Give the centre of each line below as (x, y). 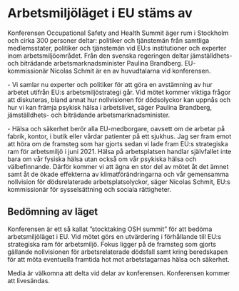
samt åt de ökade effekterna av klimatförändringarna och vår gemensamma (118, 174)
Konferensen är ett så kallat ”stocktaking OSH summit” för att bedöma (110, 229)
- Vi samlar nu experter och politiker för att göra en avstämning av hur (110, 84)
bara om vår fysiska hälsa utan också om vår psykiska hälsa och (102, 159)
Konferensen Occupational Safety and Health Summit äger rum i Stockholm (118, 33)
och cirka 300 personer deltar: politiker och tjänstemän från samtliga (108, 40)
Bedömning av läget (53, 212)
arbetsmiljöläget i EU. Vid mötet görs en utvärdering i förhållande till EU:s (115, 236)
